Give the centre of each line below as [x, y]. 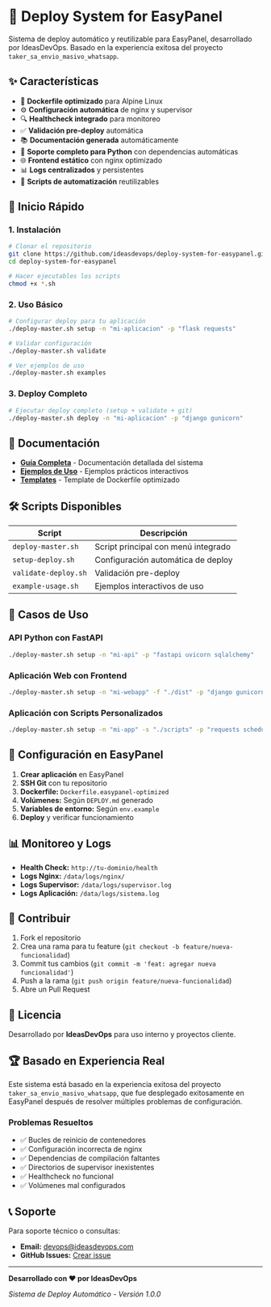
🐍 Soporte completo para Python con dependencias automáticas [129, 151]
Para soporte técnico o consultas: [65, 1231]
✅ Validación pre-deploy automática [81, 130]
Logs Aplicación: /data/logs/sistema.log [90, 893]
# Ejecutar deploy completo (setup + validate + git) [101, 410]
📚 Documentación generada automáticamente [99, 140]
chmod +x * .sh [32, 283]
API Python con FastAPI [56, 638]
